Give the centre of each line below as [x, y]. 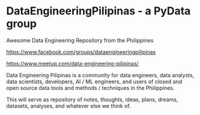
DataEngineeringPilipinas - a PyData [98, 11]
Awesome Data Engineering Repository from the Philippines [80, 40]
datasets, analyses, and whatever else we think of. [68, 105]
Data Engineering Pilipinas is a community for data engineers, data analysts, [100, 75]
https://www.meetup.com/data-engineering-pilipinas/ [73, 63]
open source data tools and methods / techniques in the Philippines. [90, 87]
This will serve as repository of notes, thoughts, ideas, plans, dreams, [92, 99]
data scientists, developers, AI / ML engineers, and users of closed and [94, 81]
